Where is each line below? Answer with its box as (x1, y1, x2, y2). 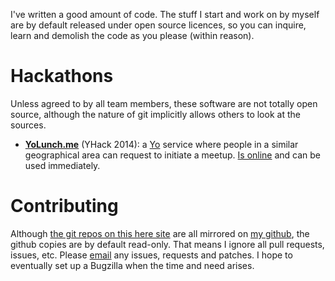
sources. (10, 119, 47, 131)
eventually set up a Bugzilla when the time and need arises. (10, 259, 255, 271)
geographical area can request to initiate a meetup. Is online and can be (24, 149, 322, 161)
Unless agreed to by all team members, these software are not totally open (10, 97, 318, 109)
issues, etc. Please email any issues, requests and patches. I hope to (10, 249, 293, 261)
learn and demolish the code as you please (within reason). (10, 30, 255, 41)
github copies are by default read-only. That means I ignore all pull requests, (10, 238, 325, 250)
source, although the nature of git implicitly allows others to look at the (10, 108, 301, 120)
